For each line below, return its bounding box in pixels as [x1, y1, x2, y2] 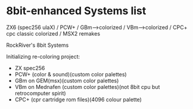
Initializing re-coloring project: [6, 53, 80, 60]
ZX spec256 [14, 64, 45, 72]
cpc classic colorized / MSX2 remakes [6, 30, 100, 37]
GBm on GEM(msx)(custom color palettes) [14, 77, 119, 84]
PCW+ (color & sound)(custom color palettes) [14, 70, 127, 78]
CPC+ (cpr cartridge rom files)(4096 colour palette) [14, 96, 142, 103]
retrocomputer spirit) [14, 89, 67, 97]
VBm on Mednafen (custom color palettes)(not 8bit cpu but [14, 83, 160, 90]
